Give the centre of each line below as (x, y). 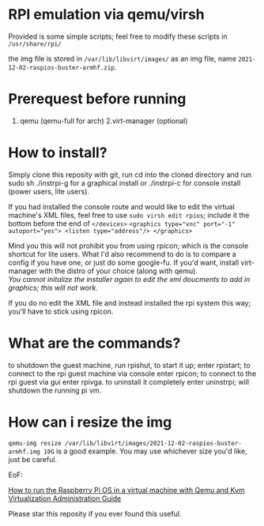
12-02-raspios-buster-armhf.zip (61, 68)
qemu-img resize (35, 443)
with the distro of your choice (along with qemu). (118, 271)
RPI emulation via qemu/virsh (107, 15)
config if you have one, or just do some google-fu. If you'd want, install (124, 262)
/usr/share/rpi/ (35, 44)
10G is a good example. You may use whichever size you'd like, (145, 451)
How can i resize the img (90, 422)
